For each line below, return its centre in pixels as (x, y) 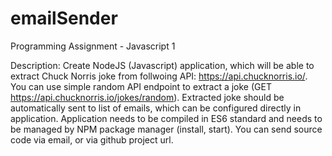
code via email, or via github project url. (92, 139)
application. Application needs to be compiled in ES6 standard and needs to (166, 118)
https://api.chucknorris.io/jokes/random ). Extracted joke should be (147, 97)
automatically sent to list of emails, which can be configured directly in (156, 108)
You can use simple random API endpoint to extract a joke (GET (141, 86)
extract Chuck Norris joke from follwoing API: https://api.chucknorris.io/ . (159, 76)
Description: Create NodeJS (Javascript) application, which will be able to (162, 65)
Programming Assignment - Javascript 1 (93, 46)
